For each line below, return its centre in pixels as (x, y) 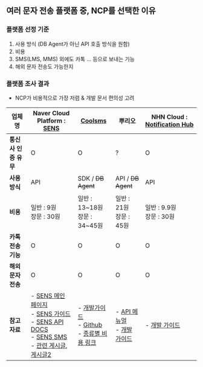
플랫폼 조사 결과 (28, 83)
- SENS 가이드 (51, 314)
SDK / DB (91, 178)
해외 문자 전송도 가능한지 (44, 66)
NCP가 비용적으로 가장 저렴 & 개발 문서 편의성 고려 (75, 98)
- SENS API (47, 322)
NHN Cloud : (169, 116)
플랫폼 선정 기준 (28, 30)
